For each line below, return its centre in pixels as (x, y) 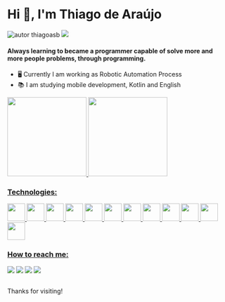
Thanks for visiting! (35, 291)
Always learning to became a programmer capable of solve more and (110, 51)
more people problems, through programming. (77, 58)
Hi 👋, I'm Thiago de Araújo (84, 14)
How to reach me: (38, 254)
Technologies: (32, 192)
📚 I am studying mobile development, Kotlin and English (99, 85)
